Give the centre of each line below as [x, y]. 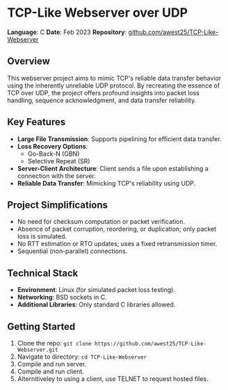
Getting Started [41, 326]
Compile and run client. [51, 371]
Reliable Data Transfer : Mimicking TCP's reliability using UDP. [106, 183]
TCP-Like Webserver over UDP [98, 13]
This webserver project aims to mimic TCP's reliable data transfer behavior [114, 78]
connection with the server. [56, 176]
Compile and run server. [52, 364]
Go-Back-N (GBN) [54, 154]
